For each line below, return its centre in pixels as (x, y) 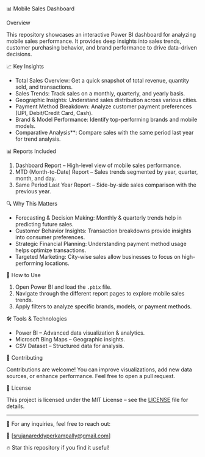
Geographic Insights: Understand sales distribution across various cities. (106, 100)
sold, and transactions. (44, 87)
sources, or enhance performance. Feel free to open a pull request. (91, 376)
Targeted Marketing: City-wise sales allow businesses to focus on (98, 257)
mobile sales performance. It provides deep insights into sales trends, (94, 41)
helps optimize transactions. (51, 250)
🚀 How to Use (23, 275)
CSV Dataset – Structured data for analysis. (70, 346)
